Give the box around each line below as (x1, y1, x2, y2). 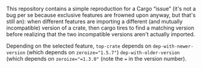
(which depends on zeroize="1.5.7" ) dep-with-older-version (27, 49, 180, 56)
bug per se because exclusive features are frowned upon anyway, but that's (6, 11, 196, 19)
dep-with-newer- (152, 43, 194, 49)
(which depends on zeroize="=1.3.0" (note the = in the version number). (6, 55, 187, 62)
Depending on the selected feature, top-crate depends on (6, 42, 152, 49)
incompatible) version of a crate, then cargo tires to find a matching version (6, 24, 195, 31)
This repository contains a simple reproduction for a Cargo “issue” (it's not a (6, 5, 197, 12)
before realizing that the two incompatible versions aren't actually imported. (6, 31, 195, 38)
